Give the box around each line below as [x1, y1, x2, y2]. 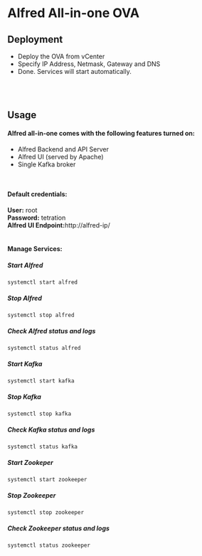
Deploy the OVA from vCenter [17, 52, 105, 60]
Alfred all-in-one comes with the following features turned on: [7, 129, 196, 137]
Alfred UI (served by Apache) [17, 152, 104, 161]
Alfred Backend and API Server [17, 144, 109, 154]
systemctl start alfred [7, 279, 78, 286]
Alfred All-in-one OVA [7, 5, 140, 21]
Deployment [7, 33, 63, 46]
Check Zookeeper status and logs [7, 524, 110, 533]
